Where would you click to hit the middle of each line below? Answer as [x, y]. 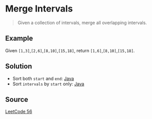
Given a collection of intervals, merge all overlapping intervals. [82, 23]
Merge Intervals [39, 9]
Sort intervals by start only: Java [48, 84]
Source [17, 99]
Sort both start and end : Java [43, 78]
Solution [19, 67]
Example [19, 38]
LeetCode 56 [19, 111]
